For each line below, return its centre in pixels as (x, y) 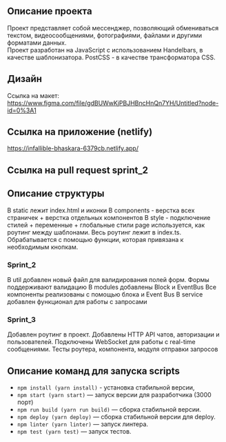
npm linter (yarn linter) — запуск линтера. (83, 424)
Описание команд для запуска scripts (94, 371)
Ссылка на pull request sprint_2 (78, 170)
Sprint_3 (21, 319)
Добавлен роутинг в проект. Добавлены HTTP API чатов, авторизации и (113, 334)
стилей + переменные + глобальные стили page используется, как (106, 225)
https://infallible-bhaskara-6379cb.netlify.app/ (73, 148)
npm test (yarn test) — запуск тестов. (74, 432)
